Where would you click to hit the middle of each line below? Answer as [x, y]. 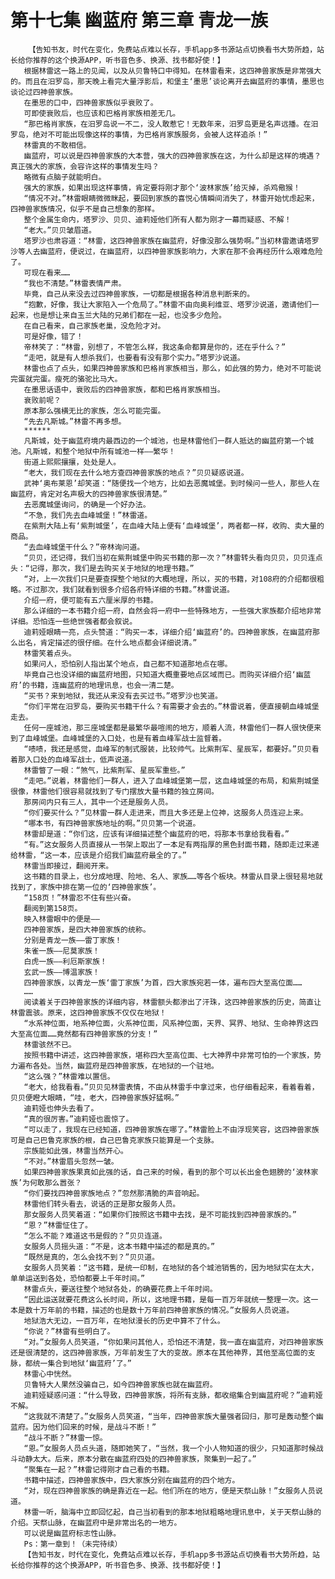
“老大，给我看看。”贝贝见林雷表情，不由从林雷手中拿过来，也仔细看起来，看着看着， [171, 1087]
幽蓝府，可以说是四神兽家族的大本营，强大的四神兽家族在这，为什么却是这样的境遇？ [172, 156]
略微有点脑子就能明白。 [65, 177]
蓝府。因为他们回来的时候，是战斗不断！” [83, 1427]
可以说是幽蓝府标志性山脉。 [72, 1533]
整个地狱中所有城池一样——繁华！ [119, 451]
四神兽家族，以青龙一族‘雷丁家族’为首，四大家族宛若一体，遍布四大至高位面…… [163, 982]
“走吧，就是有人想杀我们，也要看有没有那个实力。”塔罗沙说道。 [134, 357]
